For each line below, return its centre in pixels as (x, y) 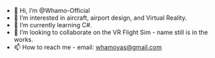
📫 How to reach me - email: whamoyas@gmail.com (88, 47)
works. (23, 40)
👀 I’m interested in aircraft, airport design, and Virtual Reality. (100, 18)
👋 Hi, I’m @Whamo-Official (52, 11)
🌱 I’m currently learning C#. (53, 25)
